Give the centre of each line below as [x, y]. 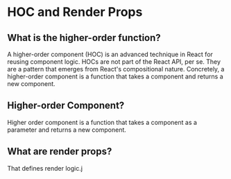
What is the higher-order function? [84, 38]
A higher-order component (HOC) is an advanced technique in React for [110, 54]
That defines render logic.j [45, 168]
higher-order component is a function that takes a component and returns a [115, 76]
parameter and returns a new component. [67, 130]
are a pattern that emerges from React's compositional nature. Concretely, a [116, 69]
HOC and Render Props [75, 12]
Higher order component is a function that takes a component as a [102, 122]
